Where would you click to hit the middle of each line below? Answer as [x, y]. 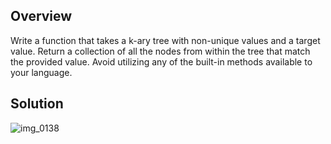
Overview [41, 16]
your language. [41, 72]
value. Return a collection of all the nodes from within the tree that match [160, 51]
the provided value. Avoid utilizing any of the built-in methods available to [161, 61]
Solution [37, 104]
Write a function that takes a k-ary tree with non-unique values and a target [165, 40]
